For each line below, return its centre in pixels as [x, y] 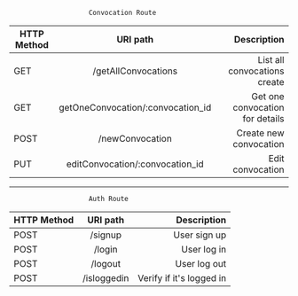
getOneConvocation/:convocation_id [135, 108]
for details [263, 118]
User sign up [200, 235]
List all [271, 60]
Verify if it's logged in [182, 278]
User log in [204, 249]
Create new [260, 133]
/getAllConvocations [135, 71]
